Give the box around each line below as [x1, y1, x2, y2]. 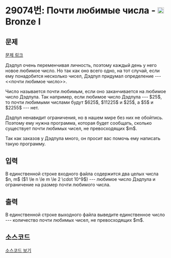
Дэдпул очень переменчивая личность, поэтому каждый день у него [5, 62, 157, 68]
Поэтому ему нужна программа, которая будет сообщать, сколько [5, 120, 152, 126]
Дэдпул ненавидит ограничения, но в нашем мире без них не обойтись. [5, 114, 163, 121]
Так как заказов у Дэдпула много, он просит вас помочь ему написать [5, 135, 161, 141]
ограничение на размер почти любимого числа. [5, 181, 111, 187]
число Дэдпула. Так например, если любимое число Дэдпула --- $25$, [5, 94, 162, 100]
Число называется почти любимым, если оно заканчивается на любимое [5, 88, 166, 95]
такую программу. [5, 141, 46, 147]
